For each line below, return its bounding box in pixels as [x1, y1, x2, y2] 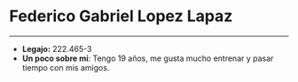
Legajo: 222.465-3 [21, 43, 92, 54]
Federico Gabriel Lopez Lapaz [9, 6, 233, 26]
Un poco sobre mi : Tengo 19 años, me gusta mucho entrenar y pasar [21, 53, 274, 63]
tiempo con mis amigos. [21, 62, 110, 72]
